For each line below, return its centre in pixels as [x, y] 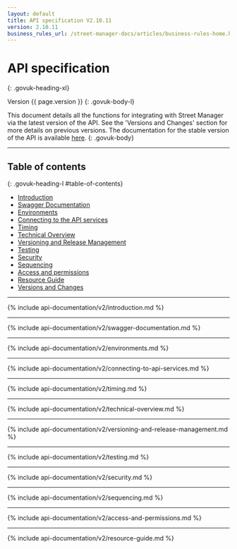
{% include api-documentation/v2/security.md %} [80, 477]
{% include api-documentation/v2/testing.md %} [78, 457]
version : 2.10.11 [33, 27]
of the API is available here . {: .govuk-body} [71, 138]
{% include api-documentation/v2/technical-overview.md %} [96, 409]
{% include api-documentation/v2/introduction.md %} [86, 307]
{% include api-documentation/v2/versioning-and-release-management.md [117, 429]
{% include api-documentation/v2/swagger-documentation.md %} [104, 328]
